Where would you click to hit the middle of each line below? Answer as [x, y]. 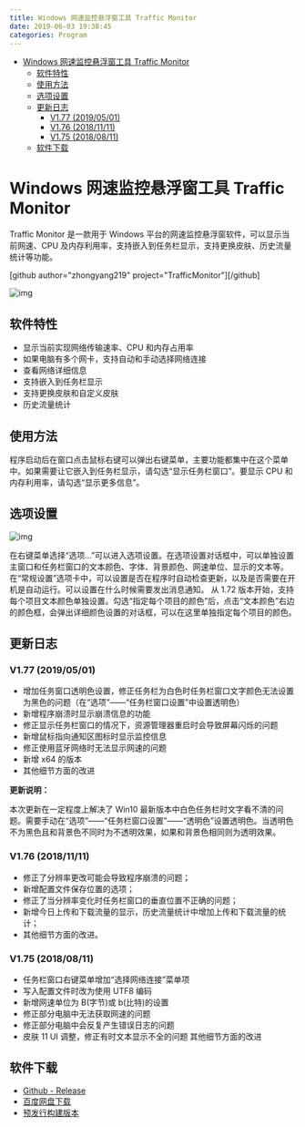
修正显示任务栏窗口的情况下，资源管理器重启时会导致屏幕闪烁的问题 [150, 725]
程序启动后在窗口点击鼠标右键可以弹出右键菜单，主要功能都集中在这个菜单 [149, 459]
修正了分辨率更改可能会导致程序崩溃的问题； [107, 877]
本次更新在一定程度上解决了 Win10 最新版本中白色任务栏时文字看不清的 [142, 809]
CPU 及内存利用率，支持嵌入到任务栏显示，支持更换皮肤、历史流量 [166, 246]
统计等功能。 [33, 257]
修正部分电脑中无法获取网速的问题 [86, 1014]
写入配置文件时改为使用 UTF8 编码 [87, 991]
